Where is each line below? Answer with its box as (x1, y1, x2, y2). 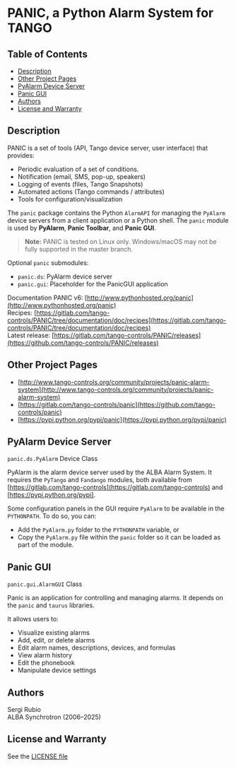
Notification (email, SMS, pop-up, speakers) (17, 172, 146, 181)
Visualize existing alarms (17, 628, 90, 637)
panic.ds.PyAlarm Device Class (7, 455, 98, 463)
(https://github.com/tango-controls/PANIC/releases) (7, 338, 159, 347)
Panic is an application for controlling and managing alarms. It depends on (7, 594, 224, 602)
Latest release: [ (7, 331, 54, 339)
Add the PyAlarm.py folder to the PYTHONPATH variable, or (17, 525, 179, 534)
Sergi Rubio (7, 705, 41, 714)
